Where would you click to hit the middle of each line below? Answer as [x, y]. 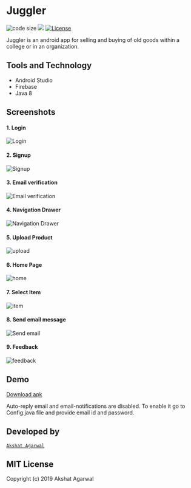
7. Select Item [24, 292]
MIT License [30, 464]
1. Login [16, 128]
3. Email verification [32, 182]
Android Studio [34, 80]
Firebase [26, 86]
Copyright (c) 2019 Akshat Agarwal [50, 479]
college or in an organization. [43, 46]
